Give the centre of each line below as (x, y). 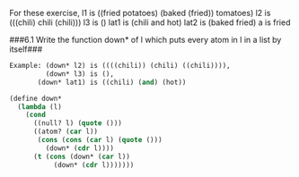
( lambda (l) (40, 106)
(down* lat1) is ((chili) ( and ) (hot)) (112, 82)
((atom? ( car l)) (66, 132)
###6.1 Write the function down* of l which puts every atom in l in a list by (145, 40)
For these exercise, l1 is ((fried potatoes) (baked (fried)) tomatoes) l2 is (140, 13)
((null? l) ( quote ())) (78, 123)
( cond (36, 115)
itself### (26, 49)
